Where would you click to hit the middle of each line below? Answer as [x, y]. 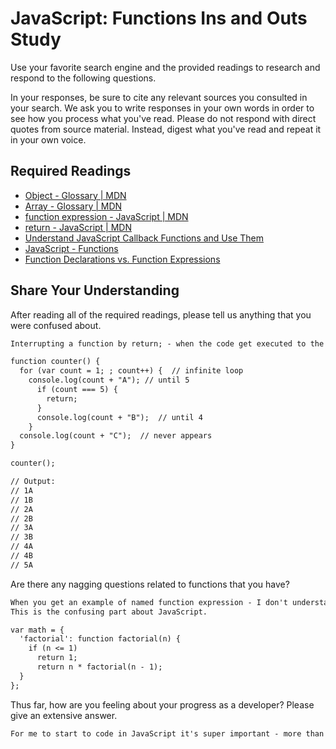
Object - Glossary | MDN [75, 195]
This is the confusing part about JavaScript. [109, 612]
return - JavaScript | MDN [78, 227]
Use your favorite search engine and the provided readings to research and [165, 67]
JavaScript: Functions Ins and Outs [159, 18]
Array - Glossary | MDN [73, 206]
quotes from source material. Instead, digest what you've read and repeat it [166, 129]
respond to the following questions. [83, 78]
